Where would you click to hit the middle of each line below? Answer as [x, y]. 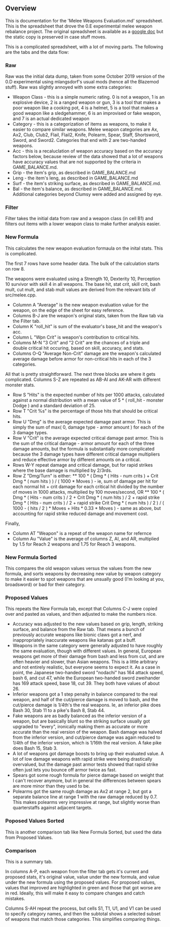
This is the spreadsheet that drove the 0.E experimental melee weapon [79, 26]
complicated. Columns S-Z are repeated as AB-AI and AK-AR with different [83, 379]
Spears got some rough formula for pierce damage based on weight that [88, 775]
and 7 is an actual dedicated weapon [51, 118]
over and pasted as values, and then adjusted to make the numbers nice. [81, 614]
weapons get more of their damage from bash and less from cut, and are [88, 656]
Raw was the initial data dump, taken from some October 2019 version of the [85, 76]
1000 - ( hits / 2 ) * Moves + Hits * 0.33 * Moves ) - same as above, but [87, 508]
